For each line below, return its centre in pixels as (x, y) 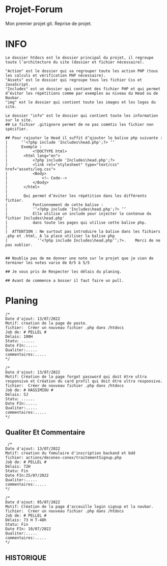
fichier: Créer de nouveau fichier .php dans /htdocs (65, 386)
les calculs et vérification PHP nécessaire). (55, 75)
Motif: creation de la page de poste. (46, 323)
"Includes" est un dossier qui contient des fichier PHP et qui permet (83, 89)
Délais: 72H (18, 466)
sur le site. (19, 120)
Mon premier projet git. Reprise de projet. (49, 23)
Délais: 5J (17, 394)
